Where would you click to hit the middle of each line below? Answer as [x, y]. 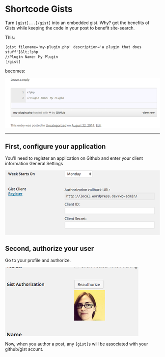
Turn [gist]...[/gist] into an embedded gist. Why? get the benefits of [77, 23]
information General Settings [34, 164]
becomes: [15, 71]
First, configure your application [55, 146]
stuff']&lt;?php [22, 52]
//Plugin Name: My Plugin [31, 57]
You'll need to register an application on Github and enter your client [74, 158]
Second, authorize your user [50, 249]
